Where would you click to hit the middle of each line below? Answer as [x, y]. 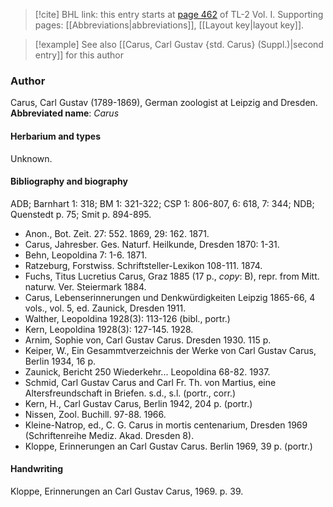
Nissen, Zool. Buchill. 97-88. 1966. [95, 414]
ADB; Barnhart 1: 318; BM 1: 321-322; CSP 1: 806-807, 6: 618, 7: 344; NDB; [162, 203]
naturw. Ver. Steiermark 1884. [85, 286]
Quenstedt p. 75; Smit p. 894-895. [81, 214]
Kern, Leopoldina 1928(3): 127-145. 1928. [109, 329]
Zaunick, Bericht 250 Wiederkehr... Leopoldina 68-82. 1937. [147, 371]
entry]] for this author [79, 55]
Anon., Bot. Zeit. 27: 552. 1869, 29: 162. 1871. [117, 233]
